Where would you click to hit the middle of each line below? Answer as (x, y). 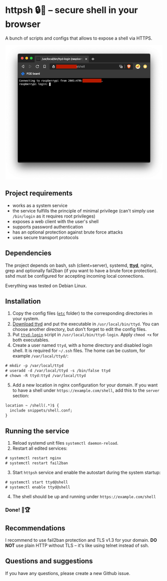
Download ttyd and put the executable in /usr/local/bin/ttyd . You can (85, 324)
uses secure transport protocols (45, 237)
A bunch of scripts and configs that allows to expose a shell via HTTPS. (79, 38)
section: (21, 396)
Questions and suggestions (49, 561)
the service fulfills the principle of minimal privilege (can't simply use (83, 211)
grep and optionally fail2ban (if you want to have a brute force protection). (81, 270)
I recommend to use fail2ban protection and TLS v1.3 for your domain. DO (81, 540)
